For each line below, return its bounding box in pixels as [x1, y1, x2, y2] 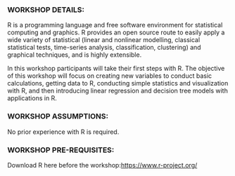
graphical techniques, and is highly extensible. [7, 50, 142, 59]
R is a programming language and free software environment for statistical [7, 21, 223, 29]
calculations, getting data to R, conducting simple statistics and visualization [7, 79, 229, 88]
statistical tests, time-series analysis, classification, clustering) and [7, 43, 202, 52]
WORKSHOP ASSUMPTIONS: [7, 111, 109, 121]
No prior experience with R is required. [7, 128, 120, 136]
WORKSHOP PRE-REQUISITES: [7, 145, 115, 155]
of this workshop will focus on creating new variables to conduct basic [7, 72, 212, 80]
